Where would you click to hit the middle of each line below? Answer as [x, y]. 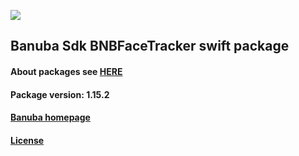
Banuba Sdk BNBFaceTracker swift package [150, 46]
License [27, 140]
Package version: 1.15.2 [60, 94]
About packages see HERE [66, 71]
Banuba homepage [50, 117]
